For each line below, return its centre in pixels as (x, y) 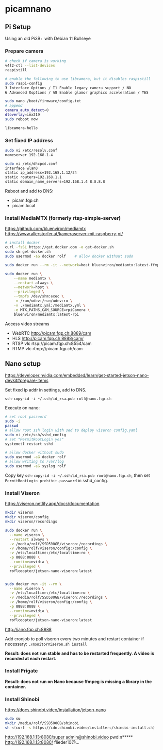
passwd (12, 426)
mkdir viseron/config (27, 517)
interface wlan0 (21, 168)
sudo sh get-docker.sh (28, 252)
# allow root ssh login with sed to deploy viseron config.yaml (71, 430)
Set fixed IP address (29, 140)
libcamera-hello (21, 128)
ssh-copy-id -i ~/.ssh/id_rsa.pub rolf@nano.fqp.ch (58, 399)
